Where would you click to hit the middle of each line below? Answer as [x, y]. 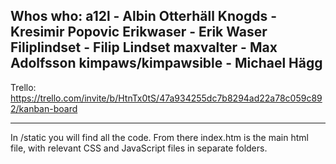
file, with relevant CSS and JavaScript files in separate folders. [139, 148]
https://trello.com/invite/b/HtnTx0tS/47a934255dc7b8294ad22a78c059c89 [166, 98]
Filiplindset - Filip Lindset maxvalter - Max [144, 47]
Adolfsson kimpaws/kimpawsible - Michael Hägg [166, 63]
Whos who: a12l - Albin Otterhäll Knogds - [143, 16]
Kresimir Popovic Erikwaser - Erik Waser [139, 32]
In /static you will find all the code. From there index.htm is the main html [159, 137]
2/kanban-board [44, 108]
